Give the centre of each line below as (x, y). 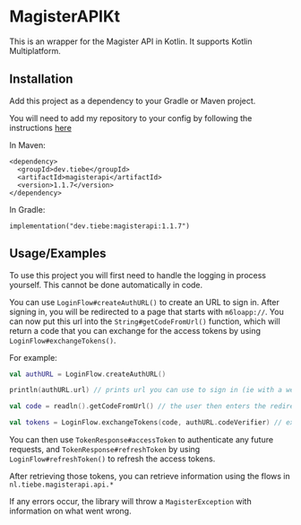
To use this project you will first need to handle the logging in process (138, 275)
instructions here (40, 127)
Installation (41, 79)
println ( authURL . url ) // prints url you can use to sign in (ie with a (146, 390)
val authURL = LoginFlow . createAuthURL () (88, 374)
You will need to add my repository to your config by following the (131, 118)
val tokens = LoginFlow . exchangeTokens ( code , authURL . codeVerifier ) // (146, 423)
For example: (34, 357)
